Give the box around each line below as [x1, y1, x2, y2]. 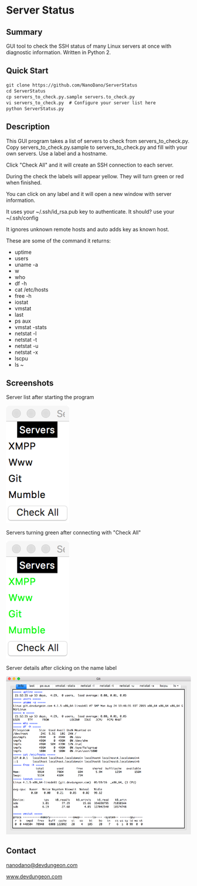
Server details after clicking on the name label [6, 665, 117, 672]
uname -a [14, 261, 38, 268]
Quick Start [6, 66, 49, 76]
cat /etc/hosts [14, 286, 49, 293]
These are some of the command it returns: [6, 237, 111, 244]
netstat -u [14, 342, 39, 349]
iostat [14, 298, 29, 306]
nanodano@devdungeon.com [6, 861, 78, 868]
